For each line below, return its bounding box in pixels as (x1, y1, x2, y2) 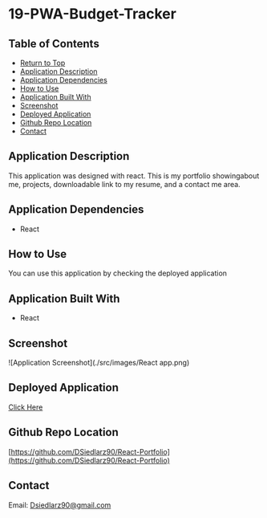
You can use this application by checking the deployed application (8, 268, 227, 278)
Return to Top (19, 58, 66, 67)
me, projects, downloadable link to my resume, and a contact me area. (8, 179, 241, 189)
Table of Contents (8, 37, 100, 51)
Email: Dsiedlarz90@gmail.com (8, 500, 111, 510)
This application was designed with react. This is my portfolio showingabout (8, 170, 260, 181)
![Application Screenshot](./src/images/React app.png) (8, 358, 190, 368)
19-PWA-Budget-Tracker (8, 5, 176, 23)
